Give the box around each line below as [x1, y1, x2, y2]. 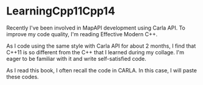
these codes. [6, 73, 40, 80]
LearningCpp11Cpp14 [6, 4, 115, 18]
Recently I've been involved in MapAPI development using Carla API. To [6, 24, 185, 31]
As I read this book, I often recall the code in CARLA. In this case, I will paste [6, 66, 198, 74]
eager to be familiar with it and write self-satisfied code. [6, 55, 147, 62]
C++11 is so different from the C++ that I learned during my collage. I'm [6, 48, 184, 55]
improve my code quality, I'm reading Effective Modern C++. [6, 30, 158, 37]
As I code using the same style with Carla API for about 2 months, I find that [6, 42, 196, 49]
